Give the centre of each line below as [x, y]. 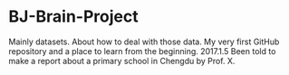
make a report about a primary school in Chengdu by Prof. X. [122, 61]
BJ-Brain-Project [73, 17]
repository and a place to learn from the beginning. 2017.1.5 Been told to [142, 51]
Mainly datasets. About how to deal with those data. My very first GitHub [144, 42]
